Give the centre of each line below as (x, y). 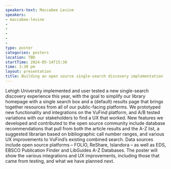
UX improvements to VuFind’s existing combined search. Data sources (79, 139)
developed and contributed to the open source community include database (85, 123)
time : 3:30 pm (20, 67)
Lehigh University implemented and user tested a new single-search (77, 91)
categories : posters (27, 52)
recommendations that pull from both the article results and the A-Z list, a (82, 128)
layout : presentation (28, 72)
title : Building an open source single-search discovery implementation (84, 76)
